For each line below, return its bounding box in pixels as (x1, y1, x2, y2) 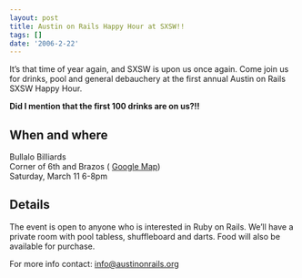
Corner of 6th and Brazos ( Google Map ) (9, 161, 161, 172)
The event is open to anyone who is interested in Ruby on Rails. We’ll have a (9, 221, 294, 232)
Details (9, 197, 50, 212)
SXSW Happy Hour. (9, 83, 83, 94)
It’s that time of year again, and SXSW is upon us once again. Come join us (9, 64, 289, 75)
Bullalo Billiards (9, 151, 66, 162)
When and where (9, 127, 108, 142)
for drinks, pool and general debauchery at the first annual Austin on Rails (9, 74, 287, 85)
